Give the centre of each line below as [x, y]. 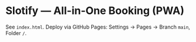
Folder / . [16, 33]
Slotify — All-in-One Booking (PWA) [95, 11]
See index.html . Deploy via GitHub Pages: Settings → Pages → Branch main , [98, 27]
